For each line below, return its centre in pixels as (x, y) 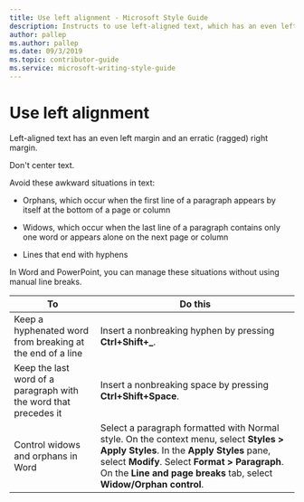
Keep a (28, 319)
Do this (195, 304)
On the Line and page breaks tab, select (186, 473)
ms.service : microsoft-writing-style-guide (93, 69)
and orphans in (46, 456)
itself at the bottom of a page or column (96, 210)
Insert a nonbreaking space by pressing (184, 384)
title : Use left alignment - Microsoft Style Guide (109, 18)
